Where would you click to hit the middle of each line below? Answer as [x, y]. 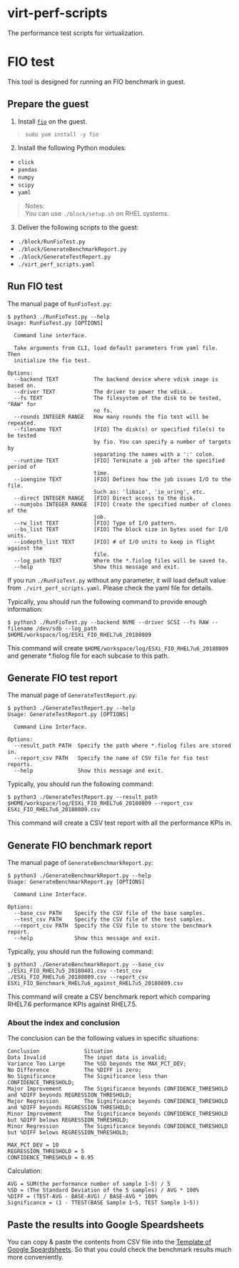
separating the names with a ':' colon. [154, 454]
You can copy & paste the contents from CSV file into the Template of [110, 1242]
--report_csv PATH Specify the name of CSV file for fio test [111, 758]
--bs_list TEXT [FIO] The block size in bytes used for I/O [121, 529]
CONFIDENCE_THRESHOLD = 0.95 [51, 1158]
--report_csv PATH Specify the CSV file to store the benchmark [113, 926]
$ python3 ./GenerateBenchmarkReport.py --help [80, 876]
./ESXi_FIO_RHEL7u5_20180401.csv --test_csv [75, 971]
